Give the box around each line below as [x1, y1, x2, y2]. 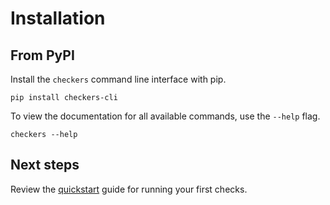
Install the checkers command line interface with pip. [10, 73, 227, 85]
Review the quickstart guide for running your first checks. [10, 183, 248, 195]
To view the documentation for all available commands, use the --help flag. [10, 110, 321, 122]
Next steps [10, 157, 80, 174]
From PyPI [10, 47, 75, 64]
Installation [10, 7, 106, 30]
